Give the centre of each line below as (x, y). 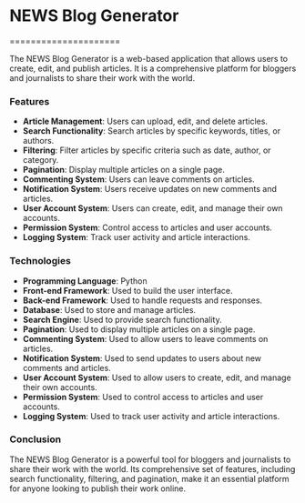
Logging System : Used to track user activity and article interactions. (151, 416)
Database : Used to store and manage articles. (109, 309)
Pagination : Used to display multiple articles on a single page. (139, 329)
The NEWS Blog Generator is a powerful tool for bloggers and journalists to (150, 459)
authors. (38, 141)
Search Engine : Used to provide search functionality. (122, 319)
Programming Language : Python (85, 281)
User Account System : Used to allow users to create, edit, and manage (157, 377)
